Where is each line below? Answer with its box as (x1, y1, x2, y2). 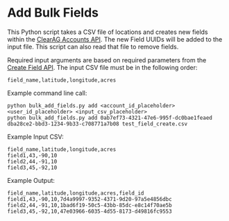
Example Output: (7, 176, 56, 184)
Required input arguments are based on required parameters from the (7, 55, 207, 64)
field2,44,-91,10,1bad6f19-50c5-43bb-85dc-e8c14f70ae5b (7, 202, 172, 209)
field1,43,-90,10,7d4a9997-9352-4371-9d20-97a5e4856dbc (7, 195, 172, 202)
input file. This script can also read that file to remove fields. (7, 42, 179, 51)
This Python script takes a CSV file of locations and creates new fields (7, 28, 208, 36)
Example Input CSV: (7, 132, 64, 141)
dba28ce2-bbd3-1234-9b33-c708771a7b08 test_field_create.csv (7, 120, 188, 127)
